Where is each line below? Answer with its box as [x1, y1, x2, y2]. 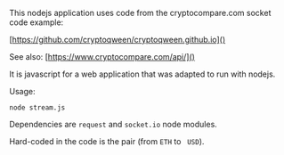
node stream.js [9, 103, 66, 112]
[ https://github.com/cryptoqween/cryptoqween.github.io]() [9, 35, 226, 45]
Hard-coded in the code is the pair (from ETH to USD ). [9, 136, 205, 146]
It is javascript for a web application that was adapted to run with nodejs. [9, 69, 276, 79]
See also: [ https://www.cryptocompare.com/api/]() [9, 52, 196, 61]
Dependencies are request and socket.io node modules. [9, 119, 218, 129]
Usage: [9, 86, 36, 96]
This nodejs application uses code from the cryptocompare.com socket [9, 8, 272, 18]
